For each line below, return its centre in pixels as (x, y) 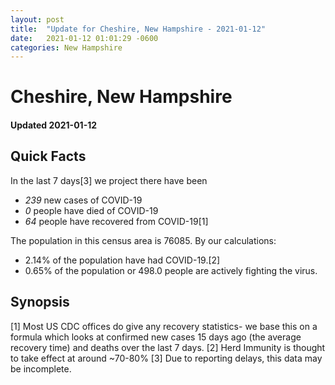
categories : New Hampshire (66, 47)
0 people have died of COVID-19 (91, 210)
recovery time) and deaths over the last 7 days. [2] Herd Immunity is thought (168, 347)
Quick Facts (48, 156)
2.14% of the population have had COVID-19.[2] (122, 260)
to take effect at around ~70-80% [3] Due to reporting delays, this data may (166, 358)
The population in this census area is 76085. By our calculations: (143, 240)
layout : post (37, 19)
